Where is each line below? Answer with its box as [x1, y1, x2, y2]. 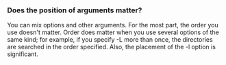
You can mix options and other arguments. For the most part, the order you [7, 21, 218, 29]
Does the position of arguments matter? [7, 5, 142, 15]
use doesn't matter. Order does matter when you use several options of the [7, 28, 219, 36]
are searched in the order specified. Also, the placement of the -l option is [7, 43, 216, 51]
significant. [7, 50, 39, 58]
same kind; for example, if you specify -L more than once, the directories [7, 36, 214, 44]
